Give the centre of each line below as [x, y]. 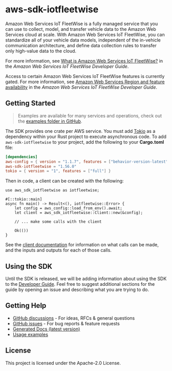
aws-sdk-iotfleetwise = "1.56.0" [41, 166]
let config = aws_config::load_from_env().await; [69, 208]
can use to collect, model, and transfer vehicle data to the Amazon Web [81, 29]
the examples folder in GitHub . [50, 121]
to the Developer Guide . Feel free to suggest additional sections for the [80, 284]
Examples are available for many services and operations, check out [90, 115]
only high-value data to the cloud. [41, 51]
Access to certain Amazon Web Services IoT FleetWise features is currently [85, 76]
